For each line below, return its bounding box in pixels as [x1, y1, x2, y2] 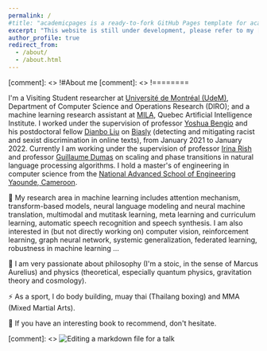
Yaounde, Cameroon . [8, 177, 78, 187]
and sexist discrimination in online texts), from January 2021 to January [8, 135, 242, 145]
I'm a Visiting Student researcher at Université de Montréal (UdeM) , [8, 93, 229, 102]
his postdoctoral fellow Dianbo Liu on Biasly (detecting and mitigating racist [8, 126, 256, 136]
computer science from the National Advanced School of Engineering [8, 168, 236, 179]
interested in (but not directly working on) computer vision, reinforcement [8, 226, 249, 236]
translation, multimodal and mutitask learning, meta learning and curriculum [8, 210, 256, 219]
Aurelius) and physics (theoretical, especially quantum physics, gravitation [8, 267, 252, 276]
